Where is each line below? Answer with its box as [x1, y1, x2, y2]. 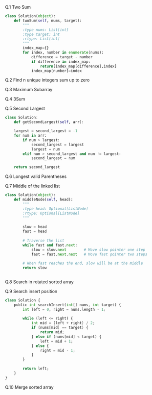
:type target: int [22, 32, 60, 37]
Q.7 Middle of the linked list [5, 183, 60, 189]
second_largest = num [31, 156, 76, 161]
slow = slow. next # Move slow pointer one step [31, 247, 146, 252]
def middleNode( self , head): [14, 197, 73, 202]
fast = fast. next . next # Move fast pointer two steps [31, 252, 148, 257]
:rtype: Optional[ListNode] [22, 211, 80, 216]
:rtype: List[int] [22, 36, 60, 41]
